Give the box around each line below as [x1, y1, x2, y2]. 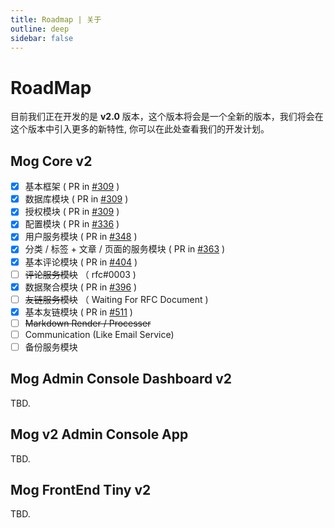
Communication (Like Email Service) [24, 328, 175, 340]
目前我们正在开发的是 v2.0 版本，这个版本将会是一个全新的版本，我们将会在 [10, 111, 324, 123]
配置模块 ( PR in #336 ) [24, 218, 120, 230]
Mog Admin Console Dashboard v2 [10, 371, 233, 388]
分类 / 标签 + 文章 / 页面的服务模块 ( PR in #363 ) [24, 243, 226, 255]
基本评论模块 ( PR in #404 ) [24, 256, 138, 268]
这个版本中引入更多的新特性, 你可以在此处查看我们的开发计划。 [10, 123, 270, 135]
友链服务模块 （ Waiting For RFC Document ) [24, 293, 209, 305]
